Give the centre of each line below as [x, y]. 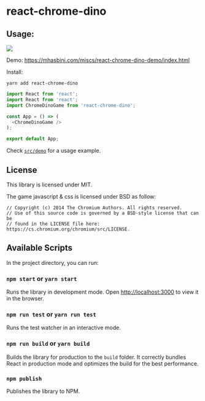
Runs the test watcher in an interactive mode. [64, 328]
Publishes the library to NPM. [43, 391]
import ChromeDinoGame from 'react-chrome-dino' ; [71, 105]
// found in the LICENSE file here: [53, 224]
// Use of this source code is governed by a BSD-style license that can [103, 213]
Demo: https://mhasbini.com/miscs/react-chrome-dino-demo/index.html [98, 60]
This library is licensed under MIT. [49, 185]
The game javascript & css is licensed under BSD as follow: [81, 196]
